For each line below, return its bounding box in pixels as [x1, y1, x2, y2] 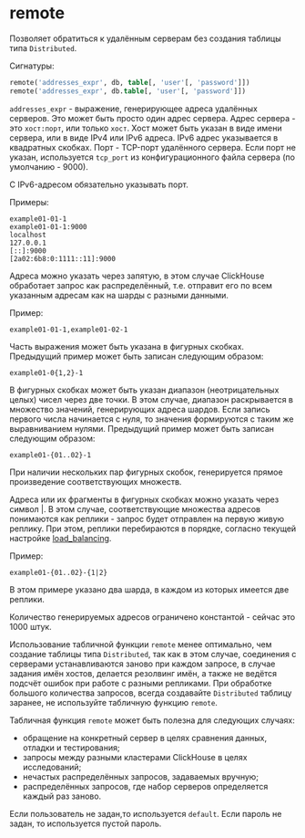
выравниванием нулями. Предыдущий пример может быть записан [9, 423, 275, 434]
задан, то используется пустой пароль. [9, 818, 162, 829]
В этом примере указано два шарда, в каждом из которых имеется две [9, 583, 290, 595]
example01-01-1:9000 [9, 222, 88, 231]
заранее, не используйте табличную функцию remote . [9, 697, 219, 707]
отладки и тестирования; [22, 742, 120, 753]
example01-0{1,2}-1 [9, 368, 84, 377]
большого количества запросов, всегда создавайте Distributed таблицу [9, 687, 292, 698]
